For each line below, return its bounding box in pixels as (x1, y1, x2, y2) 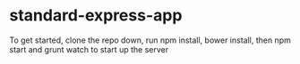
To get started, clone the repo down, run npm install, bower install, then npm (9, 35, 291, 45)
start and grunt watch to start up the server (9, 44, 168, 54)
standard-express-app (9, 5, 183, 26)
